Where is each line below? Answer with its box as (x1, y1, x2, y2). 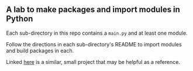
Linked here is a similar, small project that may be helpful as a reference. (6, 58, 180, 65)
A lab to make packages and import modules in (6, 5, 180, 15)
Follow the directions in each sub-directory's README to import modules (6, 40, 182, 48)
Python (6, 14, 33, 24)
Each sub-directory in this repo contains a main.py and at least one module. (6, 29, 188, 36)
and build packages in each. (6, 47, 74, 54)
